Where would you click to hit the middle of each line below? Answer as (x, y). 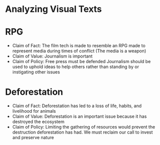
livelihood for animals (34, 111)
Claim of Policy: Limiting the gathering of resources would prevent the (83, 127)
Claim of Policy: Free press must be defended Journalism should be (81, 62)
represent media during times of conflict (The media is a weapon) (79, 51)
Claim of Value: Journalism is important (52, 56)
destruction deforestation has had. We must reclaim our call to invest (82, 132)
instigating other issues (36, 72)
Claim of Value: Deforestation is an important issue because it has (80, 116)
